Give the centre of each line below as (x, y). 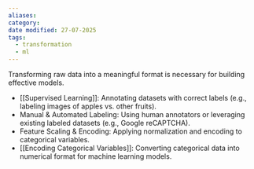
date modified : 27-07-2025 (52, 30)
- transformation (44, 45)
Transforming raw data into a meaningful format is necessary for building (127, 74)
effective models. (36, 83)
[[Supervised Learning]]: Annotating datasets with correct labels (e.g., (133, 98)
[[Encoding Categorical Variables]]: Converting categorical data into (129, 148)
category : (24, 23)
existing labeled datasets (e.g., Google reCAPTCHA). (105, 123)
